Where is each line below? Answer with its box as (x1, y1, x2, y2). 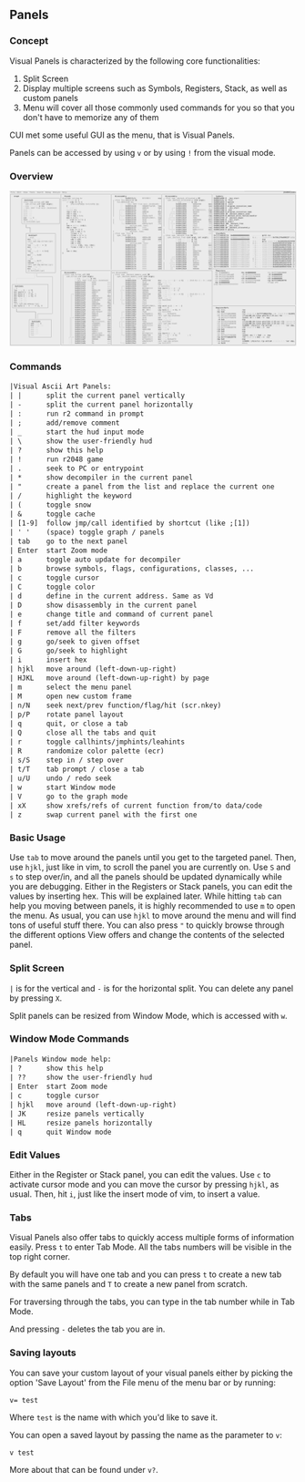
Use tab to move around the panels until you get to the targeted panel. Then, (9, 852, 297, 863)
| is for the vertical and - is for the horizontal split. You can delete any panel (9, 983, 294, 993)
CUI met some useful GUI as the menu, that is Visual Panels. (9, 129, 235, 140)
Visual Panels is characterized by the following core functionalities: (9, 55, 261, 67)
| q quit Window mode (9, 1127, 112, 1137)
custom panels (22, 92, 79, 103)
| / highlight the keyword (9, 491, 132, 500)
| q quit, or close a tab (9, 719, 128, 728)
